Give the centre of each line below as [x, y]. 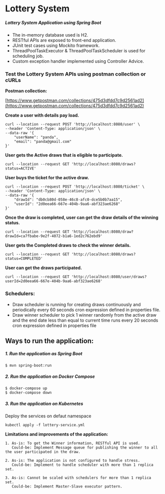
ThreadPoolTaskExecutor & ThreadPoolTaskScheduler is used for [79, 51]
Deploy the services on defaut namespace [48, 416]
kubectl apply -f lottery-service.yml [45, 425]
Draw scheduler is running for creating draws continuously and [76, 304]
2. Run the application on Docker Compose [50, 376]
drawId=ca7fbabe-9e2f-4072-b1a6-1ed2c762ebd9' [54, 236]
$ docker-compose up [26, 388]
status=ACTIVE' [21, 168]
